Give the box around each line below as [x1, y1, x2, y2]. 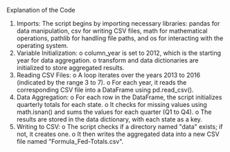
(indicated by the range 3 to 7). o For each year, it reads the [16, 78, 187, 86]
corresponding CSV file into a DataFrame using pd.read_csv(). [16, 86, 194, 94]
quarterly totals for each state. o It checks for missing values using [16, 101, 207, 108]
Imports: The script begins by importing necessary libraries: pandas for [16, 19, 220, 27]
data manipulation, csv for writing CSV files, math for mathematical [16, 27, 208, 35]
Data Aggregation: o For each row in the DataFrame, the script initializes [16, 93, 222, 101]
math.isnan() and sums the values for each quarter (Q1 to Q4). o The [16, 108, 212, 116]
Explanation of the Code [6, 6, 76, 14]
